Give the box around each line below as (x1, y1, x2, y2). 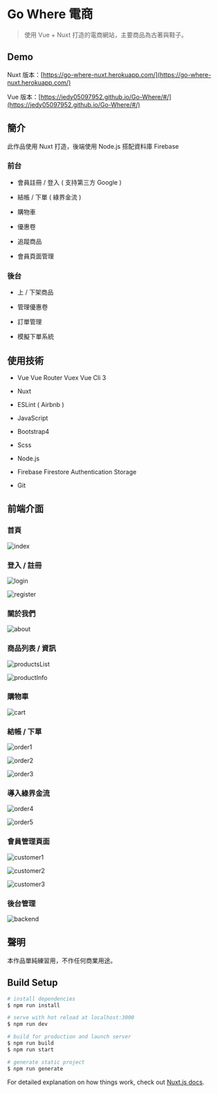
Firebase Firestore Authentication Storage (17, 467, 137, 476)
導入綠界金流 (7, 789, 51, 799)
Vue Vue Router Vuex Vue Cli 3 (17, 373, 107, 382)
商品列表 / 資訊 (7, 644, 57, 653)
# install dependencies (7, 995, 76, 1002)
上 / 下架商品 (17, 288, 54, 297)
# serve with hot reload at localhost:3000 (7, 1015, 135, 1021)
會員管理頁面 (7, 837, 51, 846)
